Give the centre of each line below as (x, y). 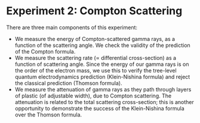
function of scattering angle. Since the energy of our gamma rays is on (102, 64)
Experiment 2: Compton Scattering (94, 11)
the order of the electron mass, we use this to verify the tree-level (96, 70)
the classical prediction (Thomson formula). (68, 83)
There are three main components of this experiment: (72, 27)
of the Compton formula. (45, 51)
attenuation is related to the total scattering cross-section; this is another (104, 102)
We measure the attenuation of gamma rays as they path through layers (103, 89)
